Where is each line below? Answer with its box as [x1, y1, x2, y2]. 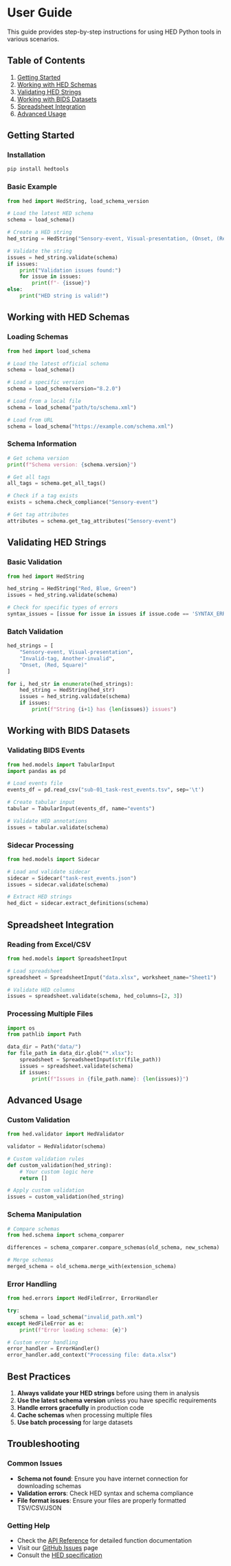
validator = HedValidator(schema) [7, 1143, 107, 1150]
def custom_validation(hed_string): [7, 1162, 112, 1168]
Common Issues [7, 1459, 63, 1468]
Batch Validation [7, 627, 63, 636]
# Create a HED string [7, 229, 72, 236]
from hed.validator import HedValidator [7, 1131, 125, 1138]
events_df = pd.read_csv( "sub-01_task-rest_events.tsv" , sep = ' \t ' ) [7, 786, 205, 794]
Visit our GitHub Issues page [16, 1544, 98, 1552]
